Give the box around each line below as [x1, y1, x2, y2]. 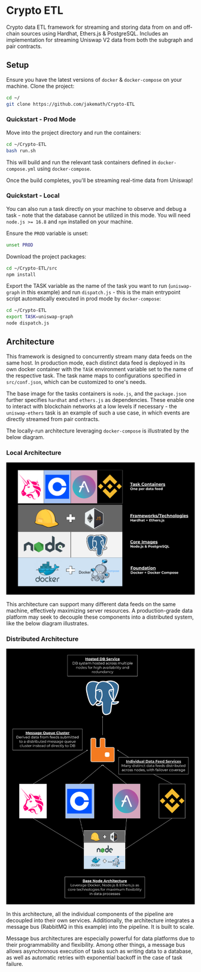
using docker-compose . [36, 165, 92, 172]
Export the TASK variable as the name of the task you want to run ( [6, 282, 170, 290]
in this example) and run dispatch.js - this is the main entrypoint [20, 289, 181, 296]
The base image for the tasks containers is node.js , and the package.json [6, 390, 187, 397]
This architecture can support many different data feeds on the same [6, 600, 176, 607]
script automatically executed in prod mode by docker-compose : [6, 295, 162, 302]
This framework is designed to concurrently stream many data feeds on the [6, 353, 193, 360]
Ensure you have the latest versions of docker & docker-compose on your [6, 76, 182, 83]
